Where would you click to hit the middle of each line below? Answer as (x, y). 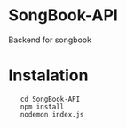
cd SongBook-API (50, 99)
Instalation (48, 75)
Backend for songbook (50, 40)
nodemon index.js (52, 114)
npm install (42, 107)
